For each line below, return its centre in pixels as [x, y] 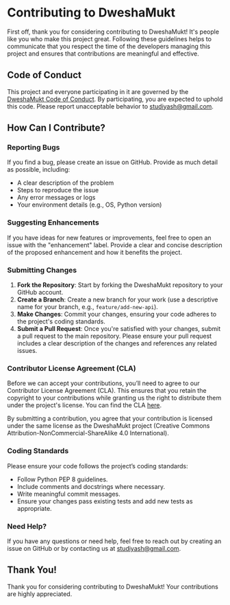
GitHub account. [40, 293]
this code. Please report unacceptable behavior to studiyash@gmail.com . [111, 106]
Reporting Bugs [34, 148]
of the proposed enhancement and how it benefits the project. [95, 252]
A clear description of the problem [65, 183]
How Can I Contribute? [56, 128]
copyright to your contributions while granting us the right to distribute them [114, 398]
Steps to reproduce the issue [58, 190]
